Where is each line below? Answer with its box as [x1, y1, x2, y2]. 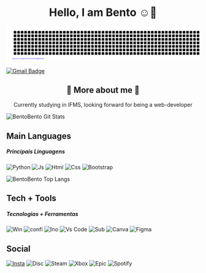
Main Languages [6, 131, 72, 141]
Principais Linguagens [6, 148, 66, 155]
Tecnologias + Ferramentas [6, 210, 78, 217]
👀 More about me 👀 [66, 85, 140, 95]
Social [6, 244, 31, 254]
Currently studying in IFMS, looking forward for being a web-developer [13, 101, 193, 109]
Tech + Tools [6, 193, 57, 204]
